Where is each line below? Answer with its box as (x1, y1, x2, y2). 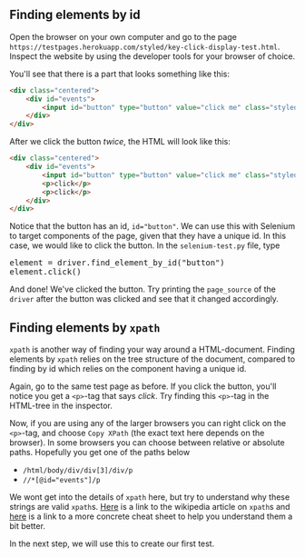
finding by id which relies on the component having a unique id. (9, 364, 247, 374)
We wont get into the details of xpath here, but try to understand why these (9, 492, 290, 503)
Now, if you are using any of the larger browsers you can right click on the (9, 418, 287, 429)
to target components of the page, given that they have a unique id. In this (9, 231, 287, 242)
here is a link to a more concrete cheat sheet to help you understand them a (9, 511, 293, 522)
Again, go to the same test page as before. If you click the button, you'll (9, 381, 277, 392)
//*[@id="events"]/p (22, 476, 101, 485)
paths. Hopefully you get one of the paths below (9, 447, 191, 458)
